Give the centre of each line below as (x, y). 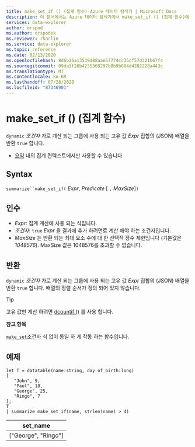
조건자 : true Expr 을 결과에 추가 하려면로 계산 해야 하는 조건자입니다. (93, 231)
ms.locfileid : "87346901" (37, 88)
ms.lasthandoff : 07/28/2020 (40, 82)
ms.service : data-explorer (39, 44)
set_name (36, 426)
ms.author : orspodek (31, 33)
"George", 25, (31, 391)
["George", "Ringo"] (36, 435)
